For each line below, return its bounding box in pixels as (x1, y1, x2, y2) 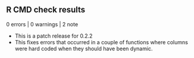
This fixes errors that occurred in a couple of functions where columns (14, 38, 189, 45)
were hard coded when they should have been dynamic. (14, 45, 153, 52)
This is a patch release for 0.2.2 (14, 32, 93, 39)
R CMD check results (6, 5, 86, 15)
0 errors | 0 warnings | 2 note (6, 20, 79, 28)
